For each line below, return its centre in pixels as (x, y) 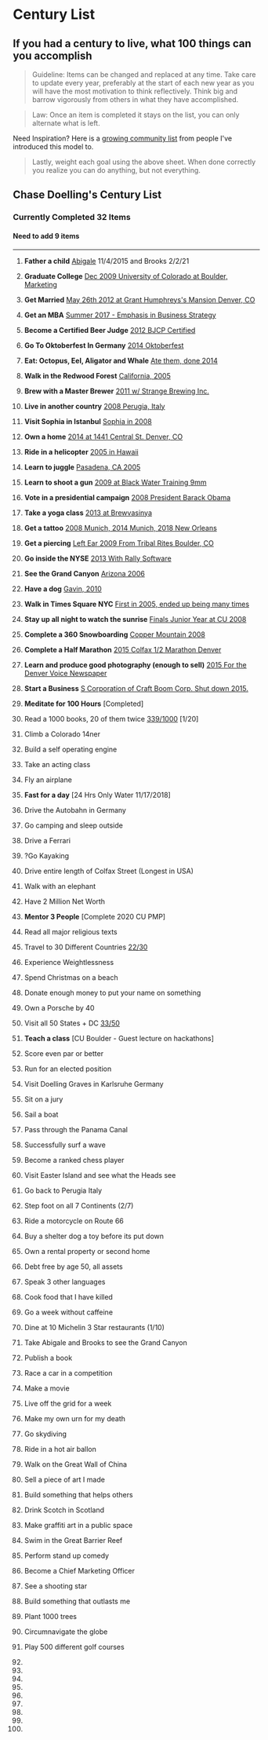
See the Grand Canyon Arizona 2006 (85, 573)
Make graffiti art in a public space (78, 1525)
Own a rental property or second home (87, 1251)
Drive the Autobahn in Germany (75, 810)
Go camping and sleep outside (74, 825)
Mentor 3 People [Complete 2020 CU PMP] (95, 916)
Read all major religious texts (71, 931)
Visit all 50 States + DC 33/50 (72, 1023)
